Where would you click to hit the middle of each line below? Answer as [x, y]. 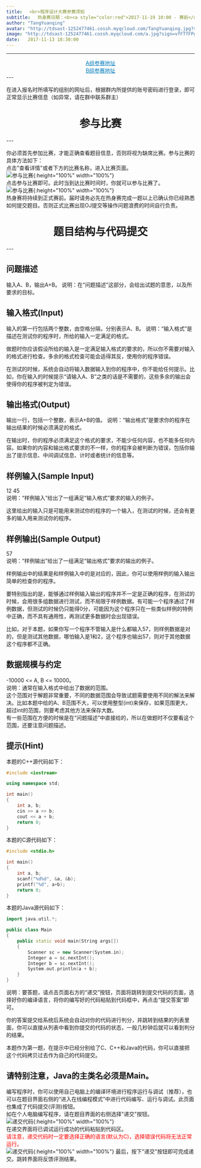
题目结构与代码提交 [100, 232]
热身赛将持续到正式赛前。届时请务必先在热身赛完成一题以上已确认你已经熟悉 [100, 198]
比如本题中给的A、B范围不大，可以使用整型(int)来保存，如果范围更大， [104, 702]
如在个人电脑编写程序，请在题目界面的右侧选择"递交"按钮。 [80, 1114]
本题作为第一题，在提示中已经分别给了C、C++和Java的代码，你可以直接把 [98, 1048]
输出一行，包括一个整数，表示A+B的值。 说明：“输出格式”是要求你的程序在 [98, 420]
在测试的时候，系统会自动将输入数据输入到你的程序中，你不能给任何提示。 [98, 369]
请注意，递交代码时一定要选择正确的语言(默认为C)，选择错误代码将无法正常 [99, 1136]
